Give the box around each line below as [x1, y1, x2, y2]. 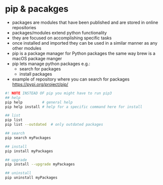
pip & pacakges [5, 3, 69, 15]
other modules [12, 45, 41, 51]
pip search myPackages [5, 135, 51, 140]
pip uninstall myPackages [5, 175, 57, 180]
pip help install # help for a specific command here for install [5, 104, 143, 109]
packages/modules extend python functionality [12, 30, 107, 35]
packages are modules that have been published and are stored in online [12, 19, 158, 25]
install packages [19, 71, 53, 77]
